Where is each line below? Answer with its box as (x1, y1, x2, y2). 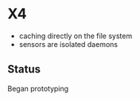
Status (7, 63, 41, 76)
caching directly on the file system (18, 31, 133, 41)
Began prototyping (7, 84, 69, 93)
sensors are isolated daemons (18, 39, 119, 49)
